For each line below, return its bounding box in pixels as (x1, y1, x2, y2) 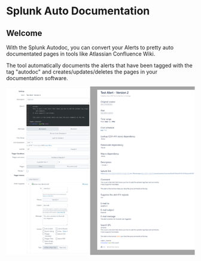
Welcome (6, 28, 42, 38)
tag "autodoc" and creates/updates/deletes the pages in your (6, 68, 157, 75)
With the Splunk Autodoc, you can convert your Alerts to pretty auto (6, 44, 174, 51)
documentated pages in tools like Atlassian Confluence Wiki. (6, 50, 156, 57)
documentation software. (6, 75, 68, 81)
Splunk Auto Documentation (6, 4, 150, 18)
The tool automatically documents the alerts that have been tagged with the (6, 62, 193, 69)
